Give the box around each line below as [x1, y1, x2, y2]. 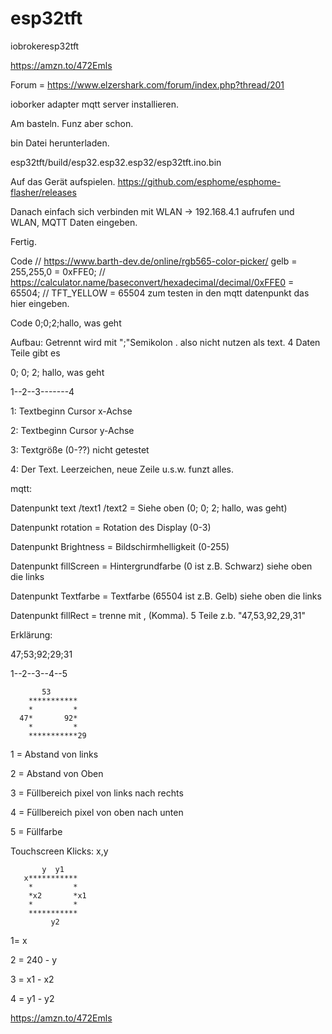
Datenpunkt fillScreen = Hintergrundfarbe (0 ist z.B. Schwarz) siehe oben [10, 560, 313, 572]
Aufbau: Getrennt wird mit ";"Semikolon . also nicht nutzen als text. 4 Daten [10, 336, 321, 348]
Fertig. [10, 235, 37, 247]
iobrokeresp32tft [10, 40, 80, 52]
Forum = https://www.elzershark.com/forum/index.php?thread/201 [10, 78, 285, 91]
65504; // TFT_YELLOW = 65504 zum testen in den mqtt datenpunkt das [10, 287, 310, 299]
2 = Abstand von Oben [10, 767, 104, 779]
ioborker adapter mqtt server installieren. [10, 98, 180, 110]
